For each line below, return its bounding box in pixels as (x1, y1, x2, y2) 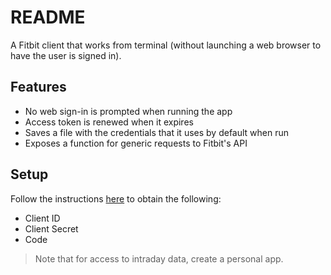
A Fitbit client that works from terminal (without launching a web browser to (10, 39, 322, 51)
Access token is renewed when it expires (24, 116, 194, 128)
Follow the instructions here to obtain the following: (10, 192, 222, 205)
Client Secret (24, 222, 79, 235)
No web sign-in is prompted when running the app (24, 105, 233, 117)
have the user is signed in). (10, 49, 122, 61)
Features (10, 79, 67, 96)
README (10, 6, 86, 29)
